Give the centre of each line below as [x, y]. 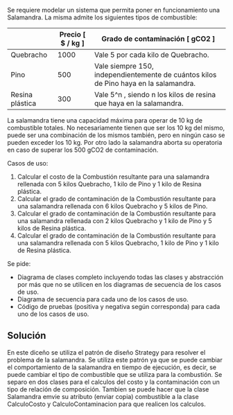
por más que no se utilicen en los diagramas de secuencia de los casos [119, 284]
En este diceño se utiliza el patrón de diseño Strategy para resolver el [106, 352]
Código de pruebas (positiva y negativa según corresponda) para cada [119, 307]
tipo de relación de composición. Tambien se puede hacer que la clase [108, 389]
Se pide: [19, 264]
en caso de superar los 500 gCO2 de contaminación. [83, 150]
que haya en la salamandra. [139, 103]
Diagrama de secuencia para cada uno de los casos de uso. [103, 299]
